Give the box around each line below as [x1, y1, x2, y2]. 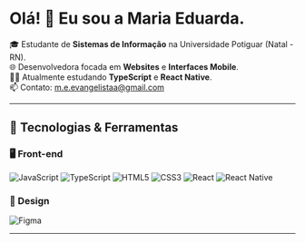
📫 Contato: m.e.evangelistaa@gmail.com [9, 82, 165, 92]
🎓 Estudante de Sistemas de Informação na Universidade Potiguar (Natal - [9, 38, 294, 49]
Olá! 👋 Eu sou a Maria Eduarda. [9, 8, 245, 29]
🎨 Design [9, 194, 50, 207]
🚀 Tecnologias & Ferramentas [9, 120, 179, 135]
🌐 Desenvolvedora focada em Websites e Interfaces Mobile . [9, 61, 239, 72]
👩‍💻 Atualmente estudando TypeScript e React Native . [9, 72, 212, 83]
